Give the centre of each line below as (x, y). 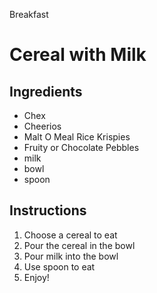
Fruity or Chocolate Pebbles (81, 147)
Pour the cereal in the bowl (79, 245)
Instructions (48, 210)
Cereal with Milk (78, 55)
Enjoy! (36, 277)
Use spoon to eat (59, 266)
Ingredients (46, 91)
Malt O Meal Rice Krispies (77, 137)
